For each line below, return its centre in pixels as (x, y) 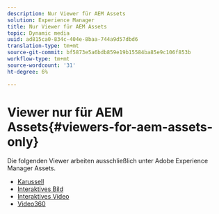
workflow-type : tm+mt (39, 59)
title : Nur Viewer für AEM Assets (57, 26)
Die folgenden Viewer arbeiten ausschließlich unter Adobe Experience (108, 161)
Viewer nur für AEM (65, 112)
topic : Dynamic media (39, 33)
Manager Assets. (32, 168)
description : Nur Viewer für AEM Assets (67, 14)
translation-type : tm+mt (43, 46)
